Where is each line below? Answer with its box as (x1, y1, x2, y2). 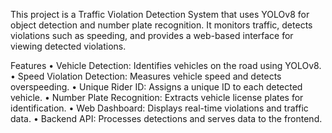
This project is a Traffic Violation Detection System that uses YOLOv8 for (10, 9, 310, 20)
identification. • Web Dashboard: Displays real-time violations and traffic (10, 102, 309, 114)
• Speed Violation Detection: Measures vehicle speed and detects (10, 70, 282, 82)
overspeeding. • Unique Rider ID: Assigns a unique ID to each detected (10, 81, 303, 93)
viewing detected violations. (10, 40, 127, 52)
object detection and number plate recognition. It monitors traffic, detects (10, 19, 313, 31)
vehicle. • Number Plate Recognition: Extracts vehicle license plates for (10, 92, 304, 103)
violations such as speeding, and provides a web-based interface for (10, 30, 294, 41)
